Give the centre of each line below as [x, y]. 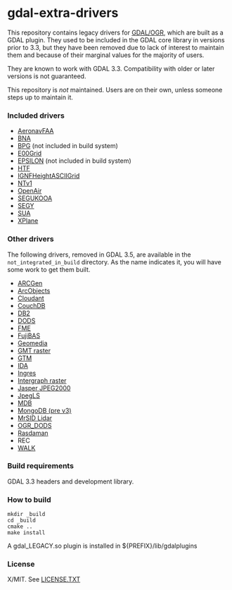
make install [26, 533]
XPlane [28, 221]
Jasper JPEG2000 [44, 388]
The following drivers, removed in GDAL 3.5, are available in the [99, 254]
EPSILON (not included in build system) [74, 161]
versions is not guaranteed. [47, 76]
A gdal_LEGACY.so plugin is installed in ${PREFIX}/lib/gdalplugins [102, 546]
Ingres [27, 373]
